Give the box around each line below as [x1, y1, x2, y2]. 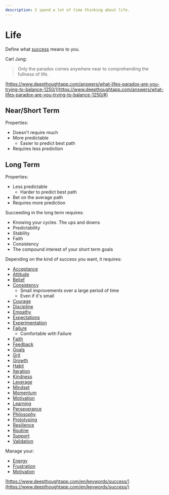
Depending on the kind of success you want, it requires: [5, 256, 122, 262]
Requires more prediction [12, 200, 66, 206]
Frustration [12, 463, 35, 469]
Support [12, 433, 30, 439]
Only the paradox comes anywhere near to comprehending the [17, 65, 149, 71]
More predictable [12, 135, 49, 141]
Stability [12, 230, 30, 236]
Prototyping [12, 416, 37, 423]
